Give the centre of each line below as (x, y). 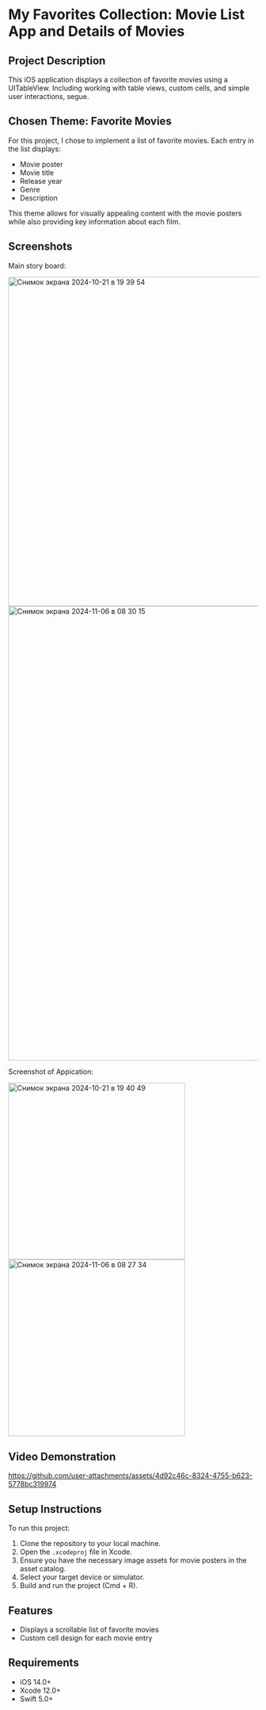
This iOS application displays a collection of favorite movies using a (118, 80)
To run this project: (39, 1528)
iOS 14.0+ (35, 1681)
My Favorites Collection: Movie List (127, 15)
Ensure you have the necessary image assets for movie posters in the (133, 1560)
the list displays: (34, 149)
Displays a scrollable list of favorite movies (89, 1630)
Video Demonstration (62, 1457)
